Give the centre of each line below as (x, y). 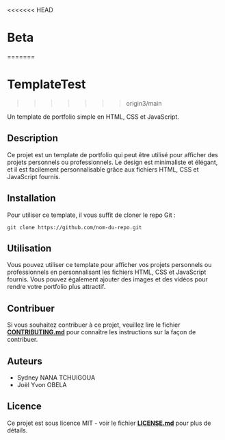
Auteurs (25, 361)
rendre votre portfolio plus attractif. (56, 287)
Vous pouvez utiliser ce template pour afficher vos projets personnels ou (109, 265)
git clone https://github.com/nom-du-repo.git (75, 227)
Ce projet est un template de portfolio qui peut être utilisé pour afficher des (113, 154)
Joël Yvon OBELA (42, 384)
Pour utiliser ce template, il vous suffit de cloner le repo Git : (91, 215)
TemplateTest (47, 84)
